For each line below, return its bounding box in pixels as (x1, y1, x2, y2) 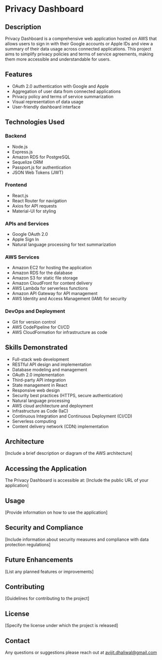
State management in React (12, 382, 68, 388)
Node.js (12, 143, 28, 149)
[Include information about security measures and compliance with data (5, 536, 149, 542)
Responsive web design (12, 387, 60, 393)
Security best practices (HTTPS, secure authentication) (12, 392, 123, 398)
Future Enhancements (5, 556, 74, 564)
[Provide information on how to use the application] (5, 509, 108, 515)
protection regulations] (5, 541, 51, 547)
